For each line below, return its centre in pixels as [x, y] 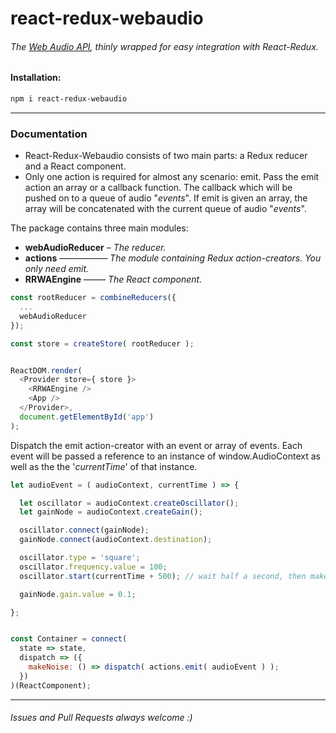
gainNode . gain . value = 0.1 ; [78, 594]
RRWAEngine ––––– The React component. [113, 279]
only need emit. [56, 269]
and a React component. [75, 166]
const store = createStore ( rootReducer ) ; [102, 343]
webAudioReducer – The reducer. [95, 248]
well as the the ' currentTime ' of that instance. [104, 466]
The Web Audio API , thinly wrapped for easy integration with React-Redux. [164, 46]
